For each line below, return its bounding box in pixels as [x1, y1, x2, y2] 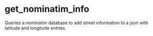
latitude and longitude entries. [4, 25, 66, 31]
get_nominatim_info [4, 3, 89, 15]
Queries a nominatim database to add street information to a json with [4, 20, 148, 26]
